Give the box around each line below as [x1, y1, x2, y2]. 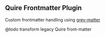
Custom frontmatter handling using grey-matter [5, 17, 101, 22]
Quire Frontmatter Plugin [5, 4, 82, 12]
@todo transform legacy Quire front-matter [5, 26, 92, 32]
